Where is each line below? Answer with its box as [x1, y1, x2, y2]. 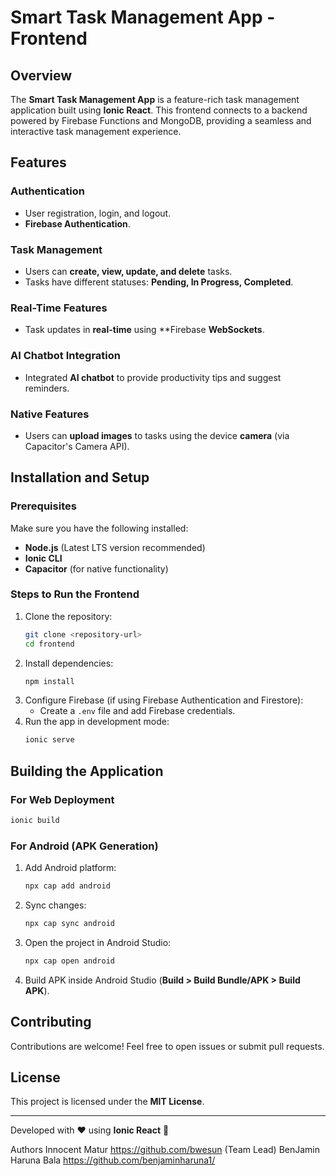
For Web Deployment [10, 792, 115, 806]
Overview [10, 67, 73, 84]
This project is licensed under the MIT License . [10, 1096, 205, 1108]
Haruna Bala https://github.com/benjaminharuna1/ [10, 1154, 216, 1166]
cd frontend [24, 639, 75, 649]
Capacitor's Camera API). [24, 440, 130, 452]
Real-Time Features [10, 301, 108, 315]
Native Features [10, 407, 90, 421]
